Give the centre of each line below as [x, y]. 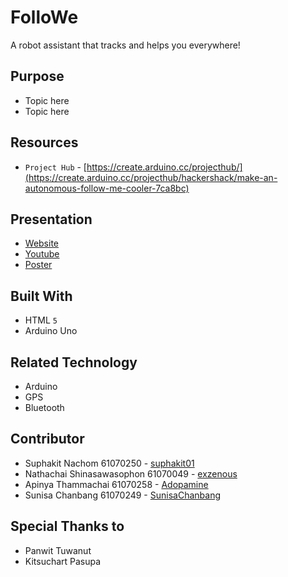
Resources [44, 142]
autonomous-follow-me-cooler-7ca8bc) [107, 188]
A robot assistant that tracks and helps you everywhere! [125, 45]
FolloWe [44, 17]
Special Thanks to [67, 526]
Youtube [42, 254]
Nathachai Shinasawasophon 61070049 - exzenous [131, 473]
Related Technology [74, 362]
